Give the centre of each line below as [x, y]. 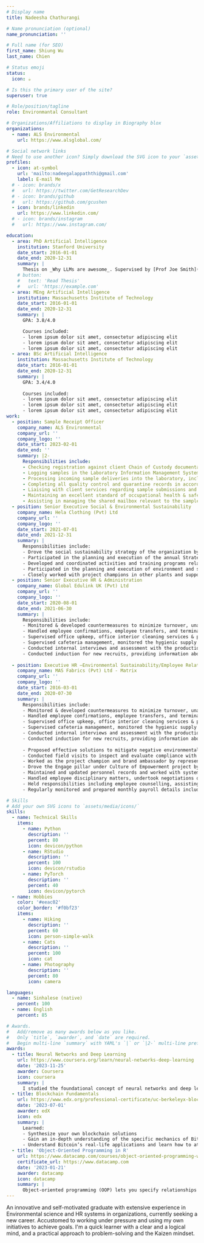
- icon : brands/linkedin [43, 207]
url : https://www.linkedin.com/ [58, 214]
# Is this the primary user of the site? [59, 90]
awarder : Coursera [40, 1071]
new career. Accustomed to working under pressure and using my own [95, 1220]
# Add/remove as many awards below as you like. [72, 1032]
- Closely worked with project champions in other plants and [103, 575]
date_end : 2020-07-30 [44, 693]
